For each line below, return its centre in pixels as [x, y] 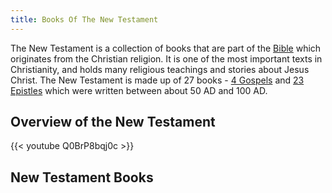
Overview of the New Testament [113, 122]
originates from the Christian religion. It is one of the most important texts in [166, 58]
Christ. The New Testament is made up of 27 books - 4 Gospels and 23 [157, 80]
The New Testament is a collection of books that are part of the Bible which [166, 48]
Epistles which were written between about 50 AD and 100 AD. [139, 90]
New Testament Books [82, 177]
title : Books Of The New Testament [84, 19]
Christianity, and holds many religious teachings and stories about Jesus [160, 69]
